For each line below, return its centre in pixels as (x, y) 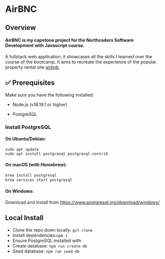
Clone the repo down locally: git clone (53, 230)
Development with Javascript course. (45, 45)
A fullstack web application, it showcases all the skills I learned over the (79, 56)
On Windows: (19, 191)
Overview (21, 28)
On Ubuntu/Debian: (26, 139)
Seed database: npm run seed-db (46, 251)
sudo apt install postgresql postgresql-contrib (57, 154)
